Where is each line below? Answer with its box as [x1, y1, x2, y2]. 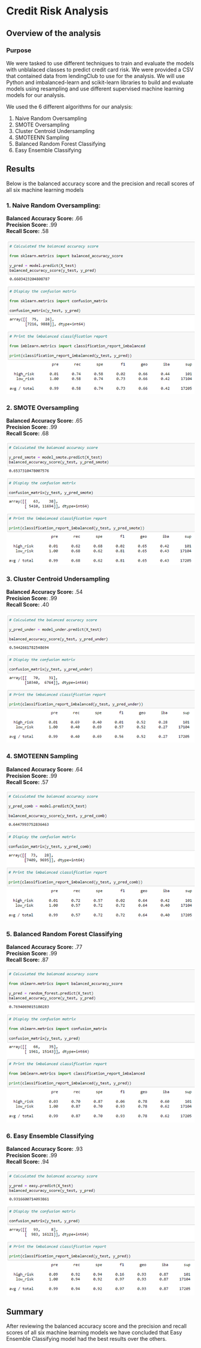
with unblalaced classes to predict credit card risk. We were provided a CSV [6, 66, 194, 73]
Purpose [6, 46, 32, 55]
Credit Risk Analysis [6, 4, 109, 18]
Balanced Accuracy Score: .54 [6, 589, 83, 596]
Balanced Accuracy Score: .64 [6, 765, 83, 773]
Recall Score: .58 [6, 227, 49, 234]
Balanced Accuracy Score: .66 [6, 215, 83, 222]
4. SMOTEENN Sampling [6, 752, 78, 761]
